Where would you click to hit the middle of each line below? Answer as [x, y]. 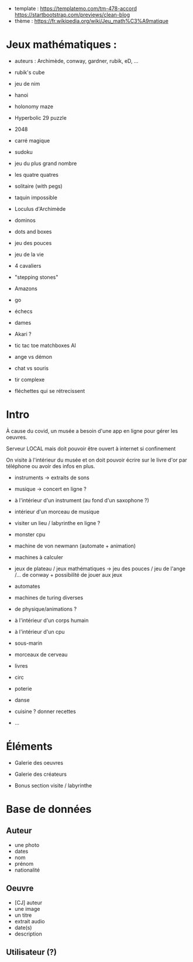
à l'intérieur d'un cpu [40, 631]
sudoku [24, 152]
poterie [23, 688]
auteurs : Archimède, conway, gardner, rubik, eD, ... [76, 60]
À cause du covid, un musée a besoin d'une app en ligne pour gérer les [92, 430]
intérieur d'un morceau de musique [57, 512]
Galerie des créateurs [41, 774]
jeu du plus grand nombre [46, 163]
